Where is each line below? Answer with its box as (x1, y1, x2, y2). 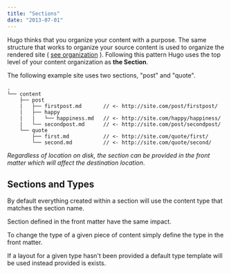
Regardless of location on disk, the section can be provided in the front (7, 151, 210, 159)
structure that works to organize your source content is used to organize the (7, 43, 225, 51)
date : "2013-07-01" (7, 17, 64, 24)
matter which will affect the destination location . (7, 158, 145, 167)
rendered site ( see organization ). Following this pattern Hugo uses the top (7, 50, 221, 59)
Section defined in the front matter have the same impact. (7, 217, 172, 226)
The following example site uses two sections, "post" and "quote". (7, 71, 196, 80)
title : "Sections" (7, 10, 60, 17)
